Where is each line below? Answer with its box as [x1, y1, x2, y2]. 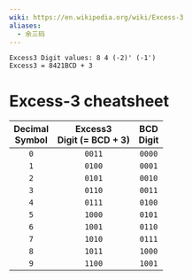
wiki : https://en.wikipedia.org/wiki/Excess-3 [9, 12, 184, 22]
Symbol [14, 134, 48, 146]
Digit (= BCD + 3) [57, 134, 130, 146]
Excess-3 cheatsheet [9, 90, 170, 111]
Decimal [13, 123, 50, 136]
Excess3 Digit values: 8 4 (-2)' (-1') [9, 54, 157, 63]
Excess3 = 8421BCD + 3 [9, 61, 93, 71]
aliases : [9, 21, 42, 30]
